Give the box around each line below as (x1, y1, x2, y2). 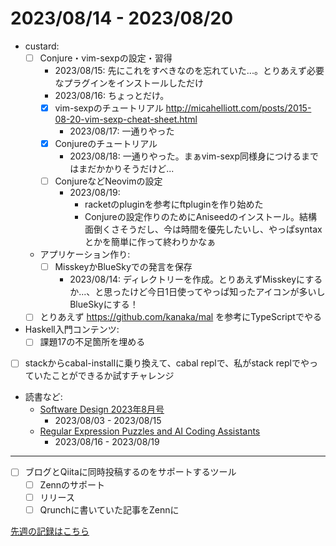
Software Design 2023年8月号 (39, 403, 165, 416)
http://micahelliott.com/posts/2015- (165, 102, 312, 114)
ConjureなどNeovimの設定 (54, 175, 163, 187)
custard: (24, 40, 60, 52)
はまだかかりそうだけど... (69, 163, 175, 175)
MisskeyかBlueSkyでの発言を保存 (54, 261, 193, 273)
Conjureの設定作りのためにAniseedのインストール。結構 (84, 211, 318, 223)
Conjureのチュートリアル (54, 138, 158, 150)
